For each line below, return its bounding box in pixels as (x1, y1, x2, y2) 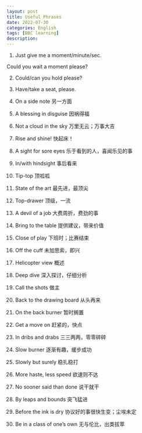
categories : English (6, 25, 57, 31)
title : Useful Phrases (6, 14, 62, 20)
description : (6, 36, 38, 41)
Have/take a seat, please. (15, 86, 76, 92)
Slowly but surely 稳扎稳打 (15, 359, 79, 365)
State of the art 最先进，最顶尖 (15, 185, 89, 192)
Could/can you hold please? (15, 74, 83, 81)
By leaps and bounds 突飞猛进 (15, 396, 88, 403)
